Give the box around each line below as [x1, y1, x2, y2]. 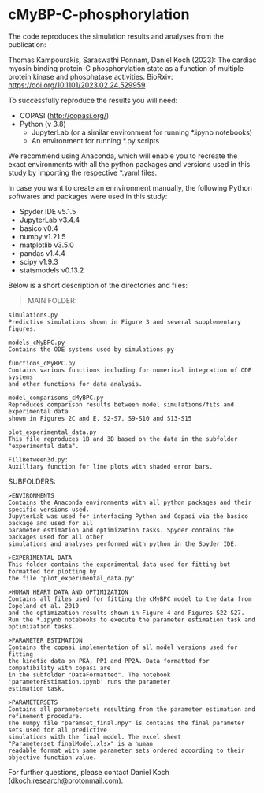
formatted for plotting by [8, 567, 97, 576]
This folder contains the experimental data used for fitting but [8, 561, 231, 569]
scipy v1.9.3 [19, 257, 58, 266]
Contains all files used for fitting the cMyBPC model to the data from [8, 595, 252, 603]
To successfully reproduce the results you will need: [8, 95, 178, 105]
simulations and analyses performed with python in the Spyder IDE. [8, 539, 238, 548]
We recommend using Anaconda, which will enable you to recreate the [8, 151, 238, 161]
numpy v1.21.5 [19, 232, 66, 241]
